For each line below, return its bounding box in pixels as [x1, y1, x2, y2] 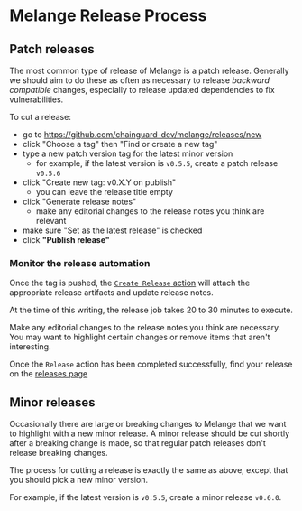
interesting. [9, 341, 51, 352]
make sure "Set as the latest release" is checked [22, 225, 203, 236]
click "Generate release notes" [22, 196, 137, 207]
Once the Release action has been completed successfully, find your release [9, 358, 293, 370]
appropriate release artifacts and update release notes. [9, 287, 214, 298]
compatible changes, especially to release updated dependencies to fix [9, 85, 275, 95]
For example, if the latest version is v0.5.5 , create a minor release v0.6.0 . [9, 492, 282, 503]
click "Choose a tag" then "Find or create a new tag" [22, 139, 218, 149]
